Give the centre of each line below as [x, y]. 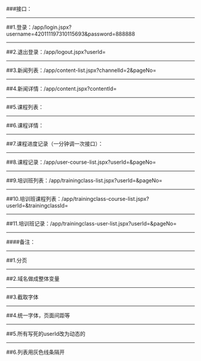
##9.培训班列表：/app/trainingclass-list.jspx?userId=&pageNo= [84, 180]
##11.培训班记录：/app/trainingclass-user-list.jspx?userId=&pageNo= [92, 223]
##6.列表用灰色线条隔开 [35, 352]
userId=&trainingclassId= [37, 205]
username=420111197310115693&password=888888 [71, 34]
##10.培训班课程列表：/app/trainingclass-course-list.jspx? [78, 199]
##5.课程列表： [25, 107]
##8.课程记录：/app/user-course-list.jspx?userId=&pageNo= [81, 162]
